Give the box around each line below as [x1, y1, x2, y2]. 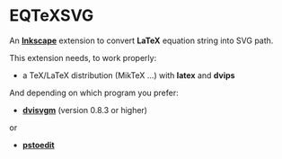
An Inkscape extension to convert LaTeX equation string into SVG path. [9, 35, 274, 46]
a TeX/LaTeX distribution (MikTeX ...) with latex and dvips [22, 69, 235, 81]
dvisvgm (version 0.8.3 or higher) [22, 104, 148, 115]
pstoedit [22, 139, 56, 150]
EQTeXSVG [9, 5, 94, 26]
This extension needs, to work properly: [9, 52, 157, 63]
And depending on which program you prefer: [9, 87, 180, 98]
